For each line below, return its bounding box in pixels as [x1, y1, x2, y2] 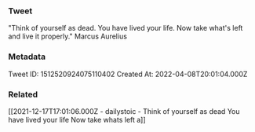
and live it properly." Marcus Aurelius [8, 31, 128, 41]
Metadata [8, 51, 46, 62]
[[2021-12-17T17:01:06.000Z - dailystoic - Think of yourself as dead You [8, 106, 240, 115]
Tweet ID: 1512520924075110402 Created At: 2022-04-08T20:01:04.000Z [8, 69, 248, 79]
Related [8, 89, 38, 100]
